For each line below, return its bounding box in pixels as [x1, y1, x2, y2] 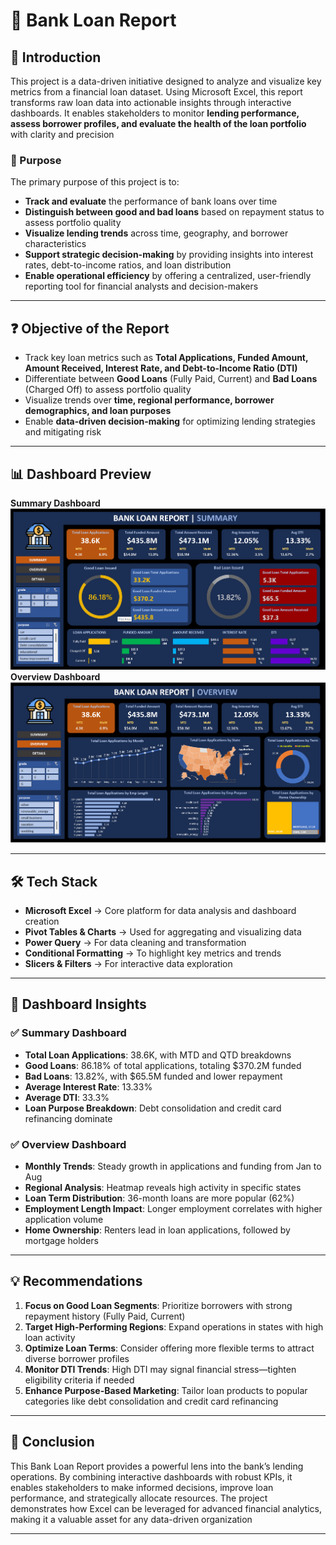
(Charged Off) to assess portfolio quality [24, 384, 192, 396]
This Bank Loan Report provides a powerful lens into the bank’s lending [10, 1460, 304, 1472]
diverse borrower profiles [24, 1352, 130, 1364]
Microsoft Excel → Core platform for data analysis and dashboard [24, 905, 297, 917]
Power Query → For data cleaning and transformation [24, 937, 247, 949]
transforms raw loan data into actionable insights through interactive [10, 97, 292, 108]
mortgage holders [24, 1235, 99, 1247]
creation [24, 915, 60, 928]
